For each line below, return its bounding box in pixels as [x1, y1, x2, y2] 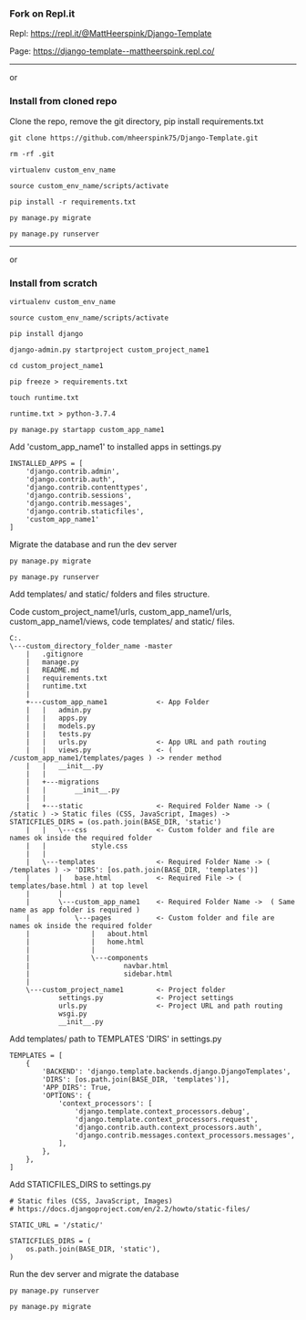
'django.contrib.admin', [25, 467, 120, 476]
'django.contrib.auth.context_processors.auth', [74, 1123, 262, 1132]
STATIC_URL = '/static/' [9, 1220, 104, 1230]
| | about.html [25, 929, 148, 938]
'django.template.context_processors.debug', [74, 1106, 250, 1116]
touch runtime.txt [9, 393, 79, 402]
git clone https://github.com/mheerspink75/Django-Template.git [9, 133, 259, 143]
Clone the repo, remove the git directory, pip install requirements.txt [9, 115, 264, 126]
